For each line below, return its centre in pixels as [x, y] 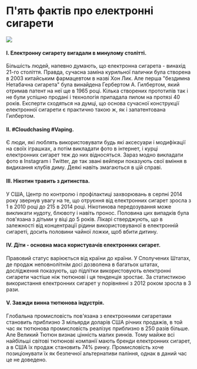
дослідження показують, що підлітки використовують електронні [89, 270]
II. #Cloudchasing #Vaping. [40, 129]
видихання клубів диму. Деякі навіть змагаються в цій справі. [84, 167]
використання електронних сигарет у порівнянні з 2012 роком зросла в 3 [98, 283]
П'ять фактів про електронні [80, 11]
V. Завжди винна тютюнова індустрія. [55, 303]
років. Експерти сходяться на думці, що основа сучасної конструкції [93, 104]
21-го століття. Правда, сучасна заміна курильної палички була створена [98, 72]
